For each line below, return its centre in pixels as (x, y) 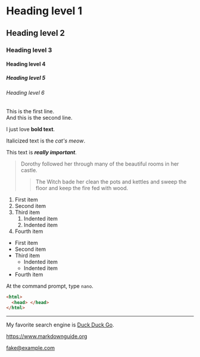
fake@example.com (31, 348)
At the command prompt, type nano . (50, 286)
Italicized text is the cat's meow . (46, 141)
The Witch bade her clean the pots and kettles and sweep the (111, 181)
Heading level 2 (36, 33)
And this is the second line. (39, 117)
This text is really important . (42, 152)
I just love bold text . (31, 129)
